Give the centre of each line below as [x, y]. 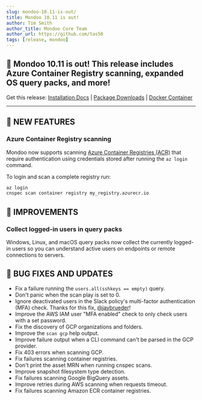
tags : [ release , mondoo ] [37, 40]
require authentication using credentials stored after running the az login [97, 158]
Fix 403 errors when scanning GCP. [59, 352]
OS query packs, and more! [58, 83]
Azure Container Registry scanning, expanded [95, 74]
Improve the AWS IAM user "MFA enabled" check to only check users [101, 314]
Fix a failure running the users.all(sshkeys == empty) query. [90, 288]
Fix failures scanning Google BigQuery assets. [72, 378]
